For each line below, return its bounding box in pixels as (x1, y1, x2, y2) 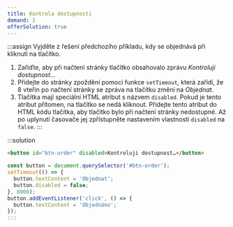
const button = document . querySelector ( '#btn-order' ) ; (7, 162, 170, 170)
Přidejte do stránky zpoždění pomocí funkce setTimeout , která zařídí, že (17, 78, 224, 87)
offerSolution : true (7, 23, 68, 30)
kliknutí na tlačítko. (7, 50, 61, 58)
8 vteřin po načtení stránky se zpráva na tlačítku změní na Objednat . (17, 85, 214, 94)
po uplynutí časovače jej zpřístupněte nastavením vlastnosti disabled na (17, 115, 225, 124)
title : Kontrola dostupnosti (7, 10, 92, 17)
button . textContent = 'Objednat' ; (13, 175, 114, 182)
